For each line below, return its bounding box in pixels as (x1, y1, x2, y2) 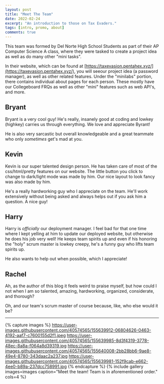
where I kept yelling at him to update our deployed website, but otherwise (5, 231, 153, 237)
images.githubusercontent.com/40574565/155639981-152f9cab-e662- (5, 359, 148, 364)
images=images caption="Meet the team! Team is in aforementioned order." (5, 369, 158, 375)
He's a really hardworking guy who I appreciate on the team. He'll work (5, 188, 148, 194)
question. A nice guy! (5, 198, 48, 204)
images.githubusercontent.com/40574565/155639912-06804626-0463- (5, 327, 151, 333)
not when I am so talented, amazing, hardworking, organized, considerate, (5, 288, 155, 294)
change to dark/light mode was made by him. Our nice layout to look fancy (5, 173, 155, 179)
